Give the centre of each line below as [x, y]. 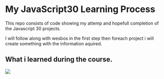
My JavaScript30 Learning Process [80, 9]
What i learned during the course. [59, 60]
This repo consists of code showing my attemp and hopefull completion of [82, 23]
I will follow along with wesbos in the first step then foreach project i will [79, 38]
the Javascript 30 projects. [33, 28]
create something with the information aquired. [54, 43]
